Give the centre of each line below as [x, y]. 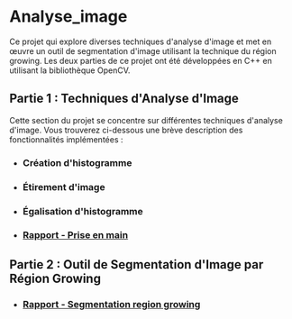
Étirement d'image [64, 187]
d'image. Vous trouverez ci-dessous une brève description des [126, 130]
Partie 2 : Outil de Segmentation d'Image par [137, 264]
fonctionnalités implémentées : [66, 139]
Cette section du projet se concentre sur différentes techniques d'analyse [146, 120]
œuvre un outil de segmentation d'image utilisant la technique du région [143, 50]
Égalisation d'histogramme [82, 211]
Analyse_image [68, 17]
